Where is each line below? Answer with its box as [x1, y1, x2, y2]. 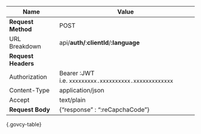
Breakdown [9, 42, 41, 50]
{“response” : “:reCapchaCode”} [59, 105, 150, 114]
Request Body [9, 105, 50, 114]
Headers [9, 60, 35, 67]
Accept [9, 96, 30, 104]
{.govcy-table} [6, 121, 42, 127]
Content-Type [9, 86, 50, 94]
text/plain [59, 96, 86, 104]
